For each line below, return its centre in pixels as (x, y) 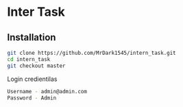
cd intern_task (29, 59)
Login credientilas (32, 79)
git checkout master (37, 66)
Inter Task (36, 12)
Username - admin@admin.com (47, 91)
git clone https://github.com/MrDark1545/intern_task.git (91, 53)
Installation (32, 37)
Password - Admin (32, 98)
